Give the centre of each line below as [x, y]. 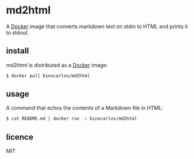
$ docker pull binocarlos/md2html [48, 76]
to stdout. [18, 32]
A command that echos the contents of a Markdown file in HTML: [85, 108]
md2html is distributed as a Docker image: [57, 65]
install [18, 51]
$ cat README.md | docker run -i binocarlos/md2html [72, 119]
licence [20, 137]
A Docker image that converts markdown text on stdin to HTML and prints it [97, 26]
